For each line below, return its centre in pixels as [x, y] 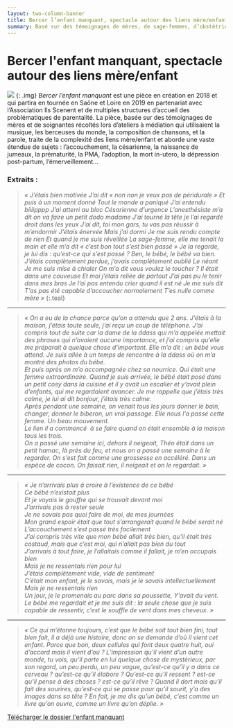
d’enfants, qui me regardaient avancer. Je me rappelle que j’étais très [124, 391]
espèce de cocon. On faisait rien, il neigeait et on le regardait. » [115, 465]
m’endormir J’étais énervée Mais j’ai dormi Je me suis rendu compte [122, 231]
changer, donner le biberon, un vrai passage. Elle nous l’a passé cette [124, 414]
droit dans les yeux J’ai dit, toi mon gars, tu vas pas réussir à [111, 224]
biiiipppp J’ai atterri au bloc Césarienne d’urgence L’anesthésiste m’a [123, 209]
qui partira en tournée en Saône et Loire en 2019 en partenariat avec [105, 103]
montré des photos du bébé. [64, 362]
